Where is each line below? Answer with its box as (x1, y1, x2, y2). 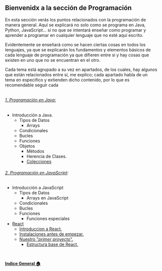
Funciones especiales (26, 216, 70, 221)
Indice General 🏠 (5, 261, 41, 267)
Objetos (19, 143, 35, 149)
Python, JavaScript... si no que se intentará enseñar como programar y (5, 27, 146, 33)
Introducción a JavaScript (12, 185, 64, 191)
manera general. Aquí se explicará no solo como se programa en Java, (5, 22, 146, 28)
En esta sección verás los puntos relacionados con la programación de (5, 17, 146, 22)
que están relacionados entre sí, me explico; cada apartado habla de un (5, 71, 148, 77)
